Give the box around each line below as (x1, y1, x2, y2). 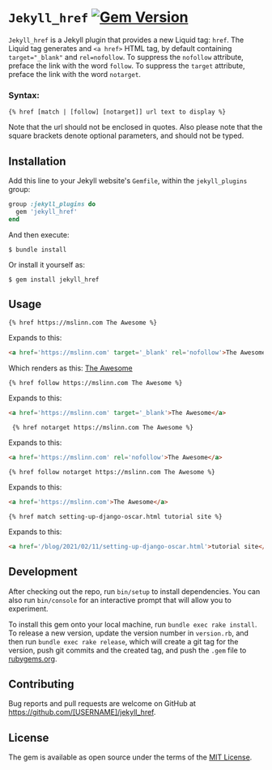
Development (8, 565, 79, 579)
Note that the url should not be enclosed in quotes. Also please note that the (8, 122, 263, 132)
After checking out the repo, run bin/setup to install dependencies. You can (8, 586, 261, 596)
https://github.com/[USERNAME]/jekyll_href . (8, 708, 156, 717)
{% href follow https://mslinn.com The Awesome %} (8, 379, 183, 387)
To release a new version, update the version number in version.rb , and (8, 628, 249, 638)
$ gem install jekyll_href (8, 276, 100, 284)
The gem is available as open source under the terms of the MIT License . (8, 752, 253, 762)
